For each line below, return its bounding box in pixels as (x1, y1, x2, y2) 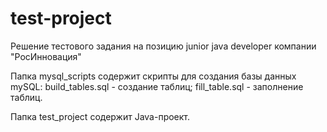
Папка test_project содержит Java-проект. (10, 110, 191, 122)
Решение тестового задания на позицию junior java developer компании (10, 40, 317, 52)
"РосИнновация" (10, 50, 82, 62)
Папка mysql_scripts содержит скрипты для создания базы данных (10, 70, 297, 82)
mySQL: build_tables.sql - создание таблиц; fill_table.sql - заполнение (10, 80, 304, 92)
